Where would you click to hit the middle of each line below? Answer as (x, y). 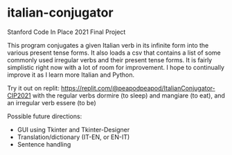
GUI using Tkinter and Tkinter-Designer (73, 129)
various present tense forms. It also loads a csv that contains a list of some (114, 53)
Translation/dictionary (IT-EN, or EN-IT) (73, 137)
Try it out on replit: (34, 88)
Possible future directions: (45, 116)
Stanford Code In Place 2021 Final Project (66, 32)
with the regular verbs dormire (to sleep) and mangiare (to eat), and (128, 95)
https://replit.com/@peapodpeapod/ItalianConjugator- (139, 88)
